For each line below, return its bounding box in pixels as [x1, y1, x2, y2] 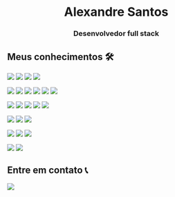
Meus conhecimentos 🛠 [7, 51, 114, 63]
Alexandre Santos [64, 4, 169, 20]
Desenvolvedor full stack [73, 29, 159, 39]
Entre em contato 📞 [7, 165, 89, 176]
